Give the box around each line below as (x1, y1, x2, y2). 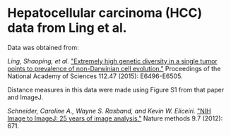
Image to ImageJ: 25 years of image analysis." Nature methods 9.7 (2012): (7, 114, 223, 123)
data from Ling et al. (7, 20, 127, 36)
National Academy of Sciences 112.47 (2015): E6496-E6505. (7, 72, 183, 80)
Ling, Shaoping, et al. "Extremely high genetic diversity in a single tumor (7, 56, 218, 65)
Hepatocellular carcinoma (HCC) (7, 5, 203, 21)
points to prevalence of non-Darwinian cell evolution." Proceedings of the (7, 64, 221, 73)
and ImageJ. (7, 93, 44, 101)
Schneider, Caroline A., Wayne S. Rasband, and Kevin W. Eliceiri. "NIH (7, 106, 211, 115)
